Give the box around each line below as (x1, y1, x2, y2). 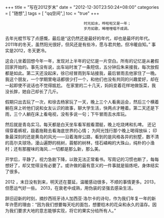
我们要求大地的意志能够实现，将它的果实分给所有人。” (9, 208, 116, 214)
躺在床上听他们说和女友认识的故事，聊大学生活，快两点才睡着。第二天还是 (5, 105, 155, 111)
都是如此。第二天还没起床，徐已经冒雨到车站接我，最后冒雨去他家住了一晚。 (5, 70, 159, 76)
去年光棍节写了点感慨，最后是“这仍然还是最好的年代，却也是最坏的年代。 (5, 36, 153, 41)
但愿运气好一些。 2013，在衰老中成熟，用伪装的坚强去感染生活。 (5, 185, 136, 191)
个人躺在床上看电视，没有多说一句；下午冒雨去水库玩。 (18, 111, 129, 117)
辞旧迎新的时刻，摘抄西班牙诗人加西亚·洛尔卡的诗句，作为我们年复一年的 (5, 196, 152, 201)
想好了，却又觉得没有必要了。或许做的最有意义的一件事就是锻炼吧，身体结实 (5, 163, 159, 168)
